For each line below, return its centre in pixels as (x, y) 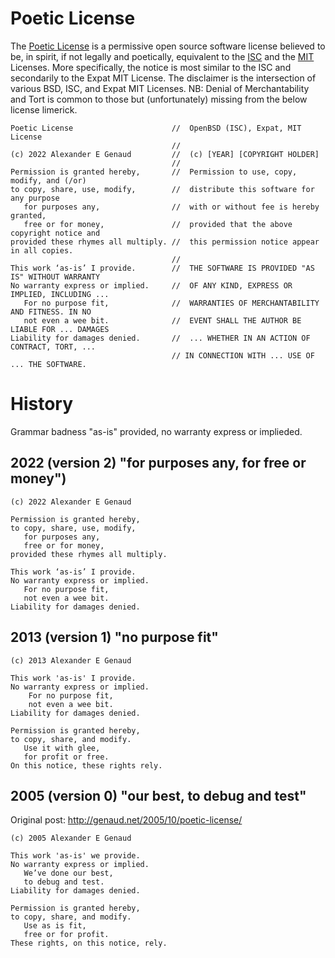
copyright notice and (55, 233)
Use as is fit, (55, 926)
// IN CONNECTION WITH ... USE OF (243, 355)
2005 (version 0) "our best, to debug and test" (158, 795)
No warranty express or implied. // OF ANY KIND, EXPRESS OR (151, 285)
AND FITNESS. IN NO (51, 312)
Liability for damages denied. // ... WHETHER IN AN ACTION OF (160, 338)
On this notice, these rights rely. (86, 765)
